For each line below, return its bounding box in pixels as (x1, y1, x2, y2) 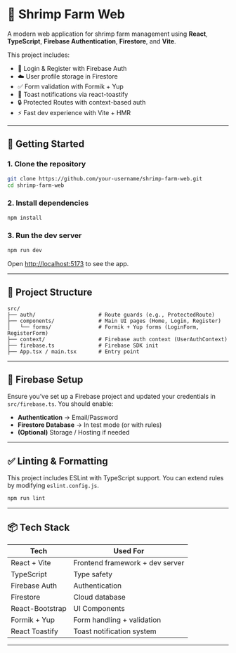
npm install (7, 214, 42, 221)
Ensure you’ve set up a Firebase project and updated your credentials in (7, 393, 216, 401)
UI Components (73, 603, 125, 613)
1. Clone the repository (7, 159, 86, 169)
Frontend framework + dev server (73, 558, 185, 567)
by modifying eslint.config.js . (7, 481, 100, 490)
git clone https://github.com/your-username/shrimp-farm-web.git (7, 175, 202, 182)
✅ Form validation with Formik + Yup (17, 82, 124, 91)
